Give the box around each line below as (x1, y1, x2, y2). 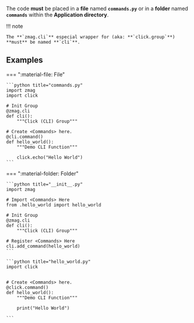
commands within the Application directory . (6, 11, 109, 18)
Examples (6, 55, 43, 65)
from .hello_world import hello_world (6, 202, 101, 208)
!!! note (6, 23, 24, 29)
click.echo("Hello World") (17, 154, 83, 160)
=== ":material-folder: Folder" (6, 170, 79, 177)
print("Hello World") (17, 305, 70, 311)
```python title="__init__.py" (6, 181, 83, 187)
